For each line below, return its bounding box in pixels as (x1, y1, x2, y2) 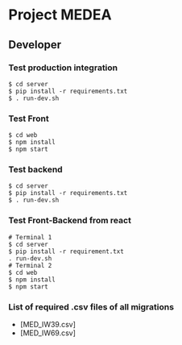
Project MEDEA (8, 6, 112, 24)
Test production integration (8, 62, 118, 73)
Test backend (8, 164, 63, 175)
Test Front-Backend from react (8, 215, 131, 227)
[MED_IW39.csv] (19, 320, 77, 330)
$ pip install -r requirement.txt (8, 247, 125, 256)
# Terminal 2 (8, 261, 52, 269)
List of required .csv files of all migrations (8, 301, 175, 312)
